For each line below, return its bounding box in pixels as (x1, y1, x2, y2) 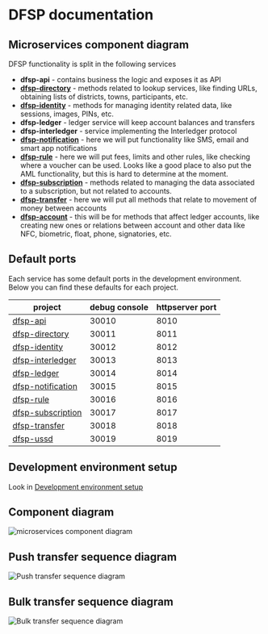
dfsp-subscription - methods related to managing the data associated (19, 177, 255, 187)
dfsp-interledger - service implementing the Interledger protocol (19, 127, 237, 136)
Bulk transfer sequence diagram (8, 594, 174, 608)
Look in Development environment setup (8, 482, 144, 491)
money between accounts (19, 203, 107, 213)
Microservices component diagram (8, 38, 190, 52)
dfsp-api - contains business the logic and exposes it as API (19, 75, 222, 84)
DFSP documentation (8, 6, 154, 24)
